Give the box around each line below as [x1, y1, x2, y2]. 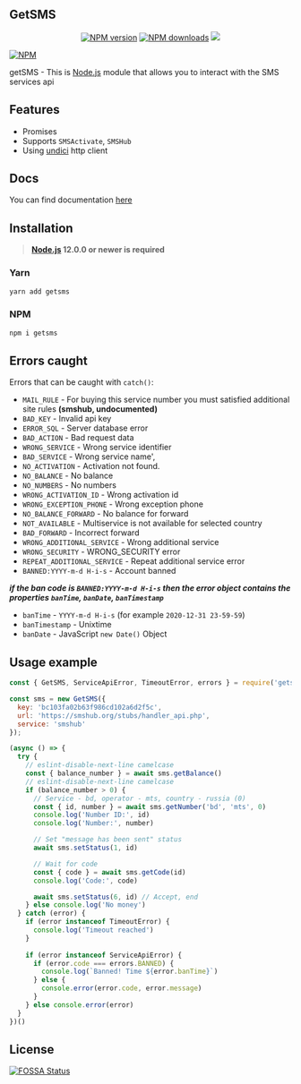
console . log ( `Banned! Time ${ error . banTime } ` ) [41, 967, 219, 977]
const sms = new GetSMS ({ [9, 695, 106, 704]
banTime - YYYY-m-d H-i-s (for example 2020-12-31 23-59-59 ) [21, 610, 245, 620]
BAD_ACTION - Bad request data [21, 432, 134, 443]
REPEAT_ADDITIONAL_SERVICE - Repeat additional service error [21, 556, 245, 567]
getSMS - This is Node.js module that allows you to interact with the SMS [9, 66, 279, 77]
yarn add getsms [9, 286, 70, 296]
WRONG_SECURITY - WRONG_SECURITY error [21, 546, 181, 558]
